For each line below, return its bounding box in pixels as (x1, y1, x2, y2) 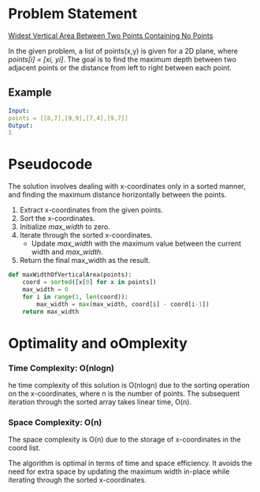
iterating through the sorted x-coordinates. (8, 475, 147, 485)
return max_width (22, 307, 80, 316)
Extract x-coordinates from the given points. (19, 205, 164, 215)
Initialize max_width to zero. (19, 222, 110, 231)
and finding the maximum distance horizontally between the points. (8, 190, 227, 200)
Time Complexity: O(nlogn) (8, 362, 114, 374)
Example (8, 86, 52, 100)
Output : (8, 122, 34, 130)
